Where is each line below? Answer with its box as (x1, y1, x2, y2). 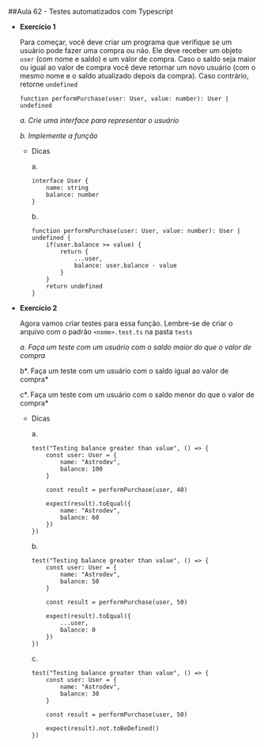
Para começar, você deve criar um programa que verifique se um (19, 37, 232, 47)
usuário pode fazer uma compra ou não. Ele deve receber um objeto (19, 46, 243, 55)
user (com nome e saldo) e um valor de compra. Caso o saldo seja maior (19, 55, 257, 63)
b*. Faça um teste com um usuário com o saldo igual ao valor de (19, 366, 229, 375)
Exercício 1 (19, 22, 56, 31)
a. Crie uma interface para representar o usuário (19, 116, 179, 125)
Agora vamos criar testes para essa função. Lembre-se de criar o (19, 318, 233, 328)
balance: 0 (59, 626, 96, 634)
